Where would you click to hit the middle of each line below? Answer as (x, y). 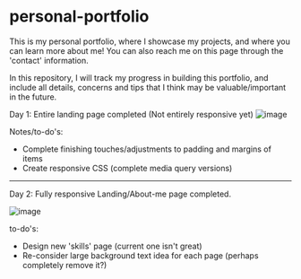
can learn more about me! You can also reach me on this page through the (146, 50)
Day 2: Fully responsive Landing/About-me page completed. (120, 194)
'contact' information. (49, 60)
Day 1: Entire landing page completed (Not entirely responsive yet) (131, 114)
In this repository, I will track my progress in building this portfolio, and (139, 77)
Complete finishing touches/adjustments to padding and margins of (146, 149)
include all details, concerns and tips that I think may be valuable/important (148, 87)
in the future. (33, 97)
